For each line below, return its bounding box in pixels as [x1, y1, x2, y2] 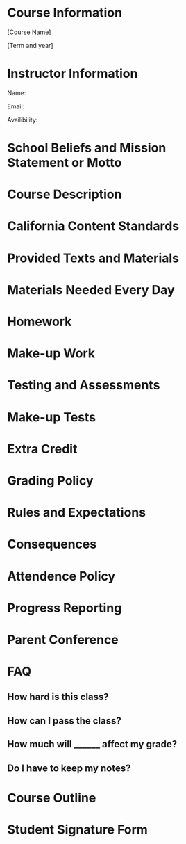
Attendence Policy [7, 568, 116, 584]
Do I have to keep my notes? [7, 762, 131, 774]
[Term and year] [7, 41, 53, 49]
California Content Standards [7, 218, 180, 234]
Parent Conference [7, 631, 119, 647]
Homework [7, 314, 72, 330]
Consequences [7, 537, 97, 552]
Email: [7, 102, 25, 111]
